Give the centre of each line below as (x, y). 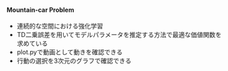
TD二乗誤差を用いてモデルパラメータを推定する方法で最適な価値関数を (119, 35)
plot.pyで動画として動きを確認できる (70, 52)
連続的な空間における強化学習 (60, 26)
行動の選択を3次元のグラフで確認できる (74, 61)
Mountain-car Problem (40, 10)
